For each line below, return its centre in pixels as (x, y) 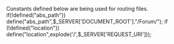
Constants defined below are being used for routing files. (77, 9)
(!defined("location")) (33, 28)
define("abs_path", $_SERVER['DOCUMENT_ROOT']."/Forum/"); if (87, 21)
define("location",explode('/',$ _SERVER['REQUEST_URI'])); (79, 34)
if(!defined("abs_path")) (36, 15)
